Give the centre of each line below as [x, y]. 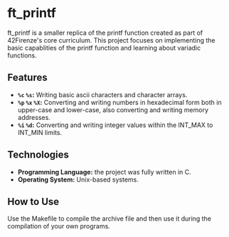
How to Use [33, 201]
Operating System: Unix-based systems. [78, 180]
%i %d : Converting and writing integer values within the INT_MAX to [115, 125]
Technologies [38, 155]
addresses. [34, 117]
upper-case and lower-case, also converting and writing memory [113, 110]
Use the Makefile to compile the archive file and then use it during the [110, 219]
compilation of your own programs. [59, 226]
